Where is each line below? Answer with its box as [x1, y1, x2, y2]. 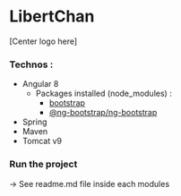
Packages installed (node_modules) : [35, 88, 172, 99]
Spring [22, 116, 47, 127]
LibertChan [9, 6, 95, 27]
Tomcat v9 [22, 136, 63, 147]
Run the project [9, 158, 78, 171]
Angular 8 [22, 79, 59, 89]
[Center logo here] [9, 36, 78, 47]
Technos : [9, 58, 54, 71]
